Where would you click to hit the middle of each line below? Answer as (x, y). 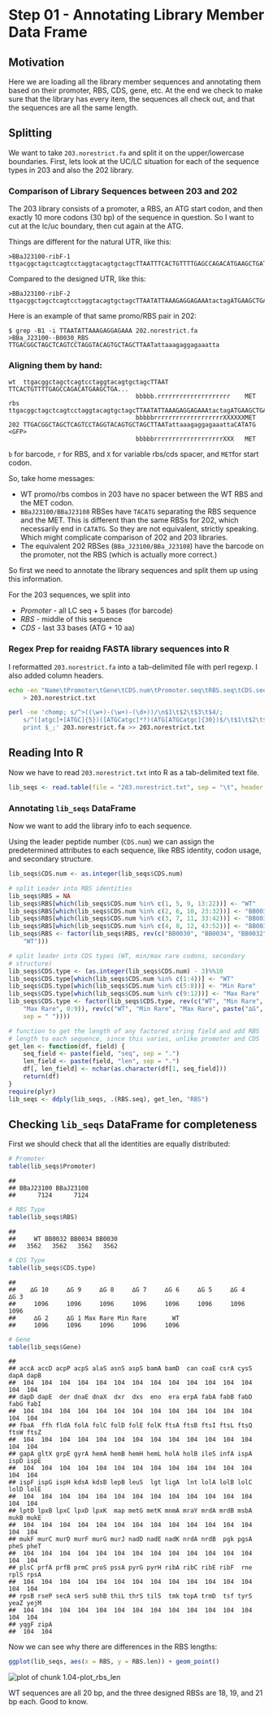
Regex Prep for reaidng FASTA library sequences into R (119, 649)
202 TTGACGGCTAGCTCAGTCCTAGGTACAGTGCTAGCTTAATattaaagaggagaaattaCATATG (132, 425)
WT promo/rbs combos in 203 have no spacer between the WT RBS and (141, 494)
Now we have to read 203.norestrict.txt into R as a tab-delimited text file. (134, 772)
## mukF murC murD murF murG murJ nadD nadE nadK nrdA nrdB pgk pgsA (130, 1539)
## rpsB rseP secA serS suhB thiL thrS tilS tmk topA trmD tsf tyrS (130, 1596)
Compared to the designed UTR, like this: (77, 279)
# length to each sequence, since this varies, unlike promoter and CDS (134, 1039)
